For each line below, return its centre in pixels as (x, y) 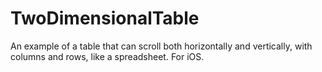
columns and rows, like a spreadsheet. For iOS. (107, 56)
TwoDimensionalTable (105, 18)
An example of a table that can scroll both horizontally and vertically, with (161, 46)
